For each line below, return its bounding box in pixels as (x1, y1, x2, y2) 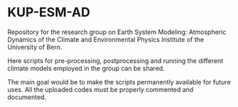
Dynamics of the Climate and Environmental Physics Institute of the (7, 35, 205, 43)
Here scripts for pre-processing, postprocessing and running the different (7, 56, 224, 64)
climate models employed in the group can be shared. (7, 64, 165, 72)
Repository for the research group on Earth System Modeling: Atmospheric (7, 28, 227, 36)
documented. (7, 93, 47, 101)
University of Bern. (7, 43, 63, 51)
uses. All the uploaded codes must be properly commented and (7, 85, 194, 94)
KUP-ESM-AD (7, 4, 90, 21)
